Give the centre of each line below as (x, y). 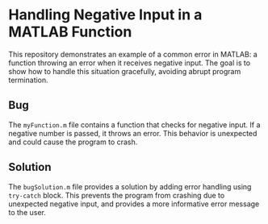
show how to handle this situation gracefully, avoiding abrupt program (125, 71)
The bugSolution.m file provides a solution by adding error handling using (130, 186)
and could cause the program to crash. (73, 142)
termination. (28, 80)
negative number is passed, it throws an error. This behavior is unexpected (133, 133)
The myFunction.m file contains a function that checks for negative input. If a (134, 124)
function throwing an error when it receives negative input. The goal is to (130, 63)
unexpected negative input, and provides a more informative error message (134, 204)
